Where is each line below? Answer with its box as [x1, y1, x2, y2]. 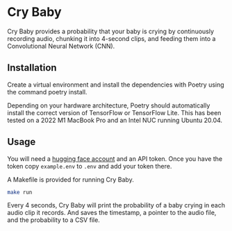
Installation [7, 62, 57, 74]
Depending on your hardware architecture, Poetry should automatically [7, 101, 210, 110]
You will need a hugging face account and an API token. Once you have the [7, 154, 223, 163]
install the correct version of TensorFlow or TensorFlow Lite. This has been [7, 108, 222, 117]
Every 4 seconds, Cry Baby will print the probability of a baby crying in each [7, 201, 226, 209]
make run [7, 189, 33, 196]
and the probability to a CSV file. [7, 216, 101, 224]
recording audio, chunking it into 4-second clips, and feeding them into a [7, 34, 216, 42]
